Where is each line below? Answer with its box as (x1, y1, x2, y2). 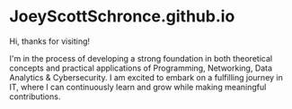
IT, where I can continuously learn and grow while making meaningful (9, 81, 267, 92)
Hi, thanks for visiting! (9, 36, 91, 46)
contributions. (9, 91, 61, 102)
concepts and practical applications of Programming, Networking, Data (9, 63, 272, 73)
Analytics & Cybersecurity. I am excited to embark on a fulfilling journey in (9, 71, 283, 82)
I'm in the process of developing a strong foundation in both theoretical (9, 53, 272, 63)
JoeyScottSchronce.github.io (9, 6, 235, 27)
